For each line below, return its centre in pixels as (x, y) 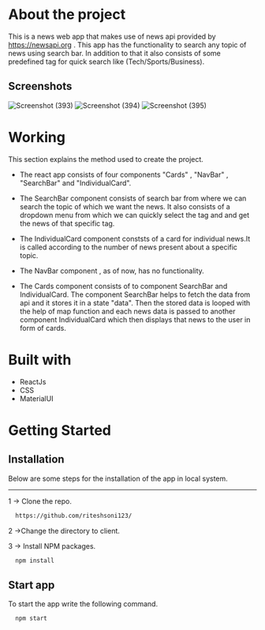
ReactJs (33, 381)
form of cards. (43, 328)
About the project (67, 15)
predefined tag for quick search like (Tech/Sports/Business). (106, 62)
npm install (35, 561)
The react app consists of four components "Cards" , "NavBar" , (124, 174)
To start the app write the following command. (83, 604)
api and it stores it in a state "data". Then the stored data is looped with (135, 302)
